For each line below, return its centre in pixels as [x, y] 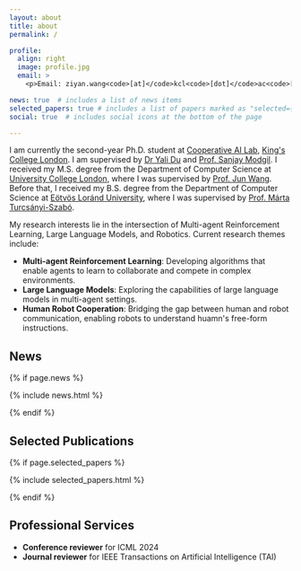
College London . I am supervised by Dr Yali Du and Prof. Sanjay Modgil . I [143, 160]
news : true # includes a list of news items [95, 100]
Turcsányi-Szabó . [42, 207]
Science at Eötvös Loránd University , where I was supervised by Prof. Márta [150, 198]
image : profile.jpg [54, 67]
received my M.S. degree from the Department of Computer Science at [140, 169]
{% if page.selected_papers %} [67, 462]
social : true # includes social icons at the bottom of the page [136, 117]
